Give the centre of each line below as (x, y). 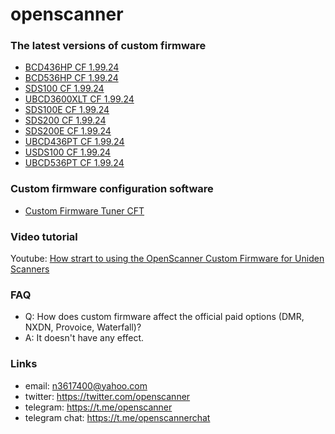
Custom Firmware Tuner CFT (84, 210)
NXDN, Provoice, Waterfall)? (83, 327)
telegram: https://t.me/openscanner (98, 407)
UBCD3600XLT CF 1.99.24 (79, 99)
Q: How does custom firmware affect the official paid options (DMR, (164, 317)
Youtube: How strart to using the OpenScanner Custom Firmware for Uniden (167, 259)
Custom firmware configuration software (112, 189)
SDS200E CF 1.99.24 (68, 131)
